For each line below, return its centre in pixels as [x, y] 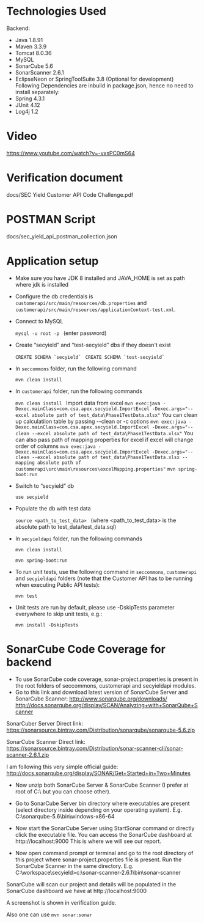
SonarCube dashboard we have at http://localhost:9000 [77, 891]
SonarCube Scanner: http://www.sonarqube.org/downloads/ [91, 699]
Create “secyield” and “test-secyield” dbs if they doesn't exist [93, 345]
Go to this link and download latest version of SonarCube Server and [101, 692]
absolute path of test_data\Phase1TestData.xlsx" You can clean [115, 414]
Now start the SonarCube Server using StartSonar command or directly [105, 828]
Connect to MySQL [39, 321]
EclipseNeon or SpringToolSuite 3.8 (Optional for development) [94, 79]
